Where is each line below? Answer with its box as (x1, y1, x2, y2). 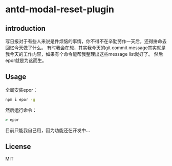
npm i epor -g (5, 97, 36, 102)
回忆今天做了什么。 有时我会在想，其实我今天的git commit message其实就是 (5, 45, 166, 51)
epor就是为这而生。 (5, 57, 47, 64)
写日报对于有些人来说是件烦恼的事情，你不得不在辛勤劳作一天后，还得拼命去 (5, 38, 167, 44)
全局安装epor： (5, 87, 38, 93)
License (5, 142, 31, 151)
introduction (5, 24, 46, 33)
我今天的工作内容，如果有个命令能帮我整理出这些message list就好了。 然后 (5, 51, 163, 57)
